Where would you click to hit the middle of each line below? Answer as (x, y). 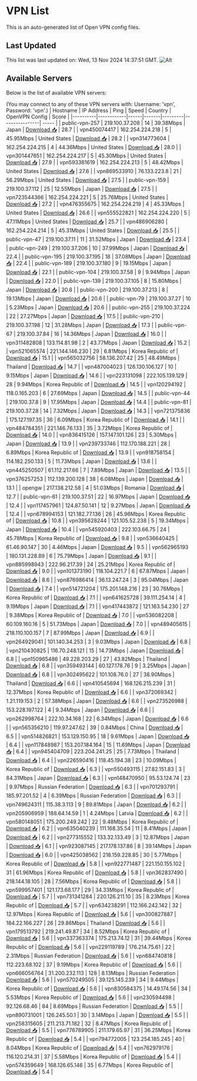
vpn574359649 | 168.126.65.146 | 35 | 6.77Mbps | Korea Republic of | (90, 1065)
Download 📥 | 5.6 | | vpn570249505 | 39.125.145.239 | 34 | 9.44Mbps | (92, 980)
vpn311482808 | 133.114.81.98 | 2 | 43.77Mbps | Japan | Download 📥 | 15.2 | (98, 342)
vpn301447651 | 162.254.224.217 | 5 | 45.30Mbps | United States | (86, 156)
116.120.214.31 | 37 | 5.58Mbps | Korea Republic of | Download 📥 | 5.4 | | (94, 1056)
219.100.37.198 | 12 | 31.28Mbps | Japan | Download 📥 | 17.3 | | (81, 325)
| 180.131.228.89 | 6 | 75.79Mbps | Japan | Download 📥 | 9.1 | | (81, 556)
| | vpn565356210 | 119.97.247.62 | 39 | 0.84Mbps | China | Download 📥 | (95, 727)
